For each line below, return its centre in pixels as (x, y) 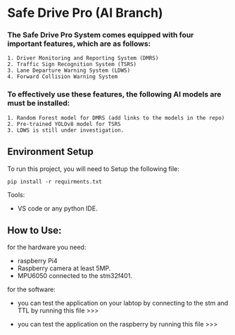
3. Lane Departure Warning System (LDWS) (69, 71)
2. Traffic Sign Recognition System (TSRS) (72, 65)
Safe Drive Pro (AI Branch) (85, 13)
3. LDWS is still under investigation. (66, 130)
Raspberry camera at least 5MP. (64, 268)
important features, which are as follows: (79, 44)
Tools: (16, 194)
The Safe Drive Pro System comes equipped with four (101, 35)
